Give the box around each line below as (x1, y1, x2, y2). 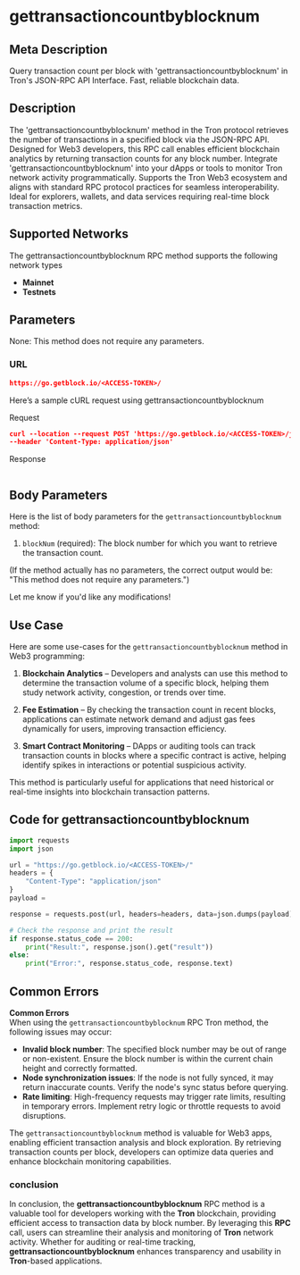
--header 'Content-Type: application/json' (9, 438, 174, 447)
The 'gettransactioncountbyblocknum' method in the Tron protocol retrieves (9, 124, 289, 135)
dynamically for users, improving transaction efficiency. (21, 723, 228, 734)
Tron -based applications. (9, 1255, 103, 1266)
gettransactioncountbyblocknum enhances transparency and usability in (9, 1246, 281, 1257)
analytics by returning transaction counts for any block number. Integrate (9, 153, 279, 164)
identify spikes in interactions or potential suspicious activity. (21, 759, 247, 770)
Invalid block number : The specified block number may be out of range (21, 1044, 287, 1054)
